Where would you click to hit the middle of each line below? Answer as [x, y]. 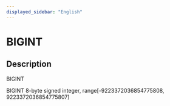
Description [29, 64]
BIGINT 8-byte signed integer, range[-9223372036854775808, [85, 90]
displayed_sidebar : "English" [45, 12]
